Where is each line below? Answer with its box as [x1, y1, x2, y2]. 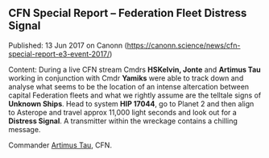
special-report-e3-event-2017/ [8, 48, 110, 59]
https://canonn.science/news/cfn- [126, 40, 241, 50]
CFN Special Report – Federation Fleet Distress [8, 6, 247, 20]
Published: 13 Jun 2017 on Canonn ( [8, 40, 127, 50]
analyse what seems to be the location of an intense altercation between [8, 81, 250, 91]
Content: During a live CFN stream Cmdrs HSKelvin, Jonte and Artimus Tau [8, 64, 262, 74]
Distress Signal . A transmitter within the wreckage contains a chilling [8, 116, 238, 126]
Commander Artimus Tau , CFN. [8, 140, 113, 150]
